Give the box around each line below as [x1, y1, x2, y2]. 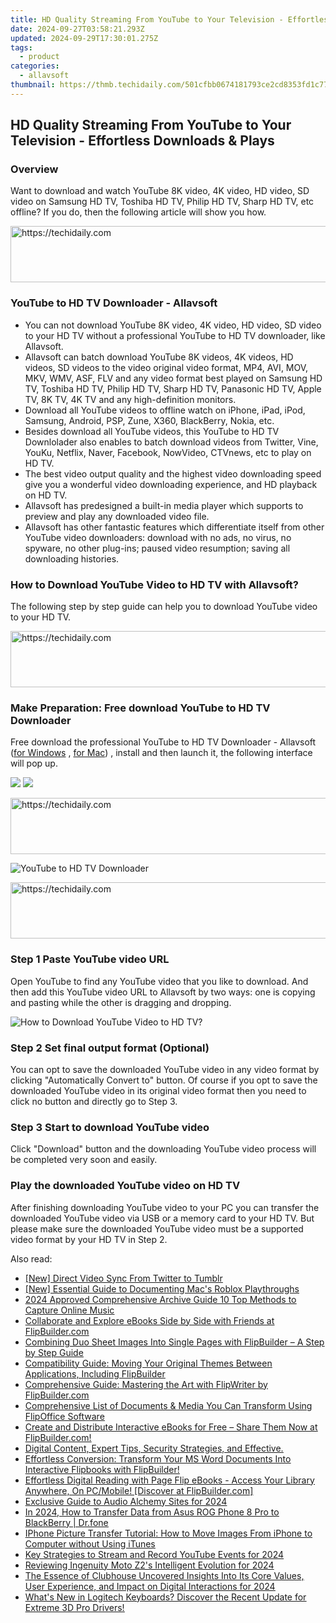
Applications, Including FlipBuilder [24, 1367, 166, 1380]
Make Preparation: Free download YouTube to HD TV [10, 701, 271, 715]
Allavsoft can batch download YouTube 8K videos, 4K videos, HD [24, 351, 294, 363]
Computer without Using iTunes [24, 1537, 156, 1550]
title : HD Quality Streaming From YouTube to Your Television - [10, 14, 284, 25]
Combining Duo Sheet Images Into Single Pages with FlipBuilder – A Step [24, 1336, 325, 1348]
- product [19, 52, 60, 62]
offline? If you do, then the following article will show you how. [10, 206, 267, 218]
